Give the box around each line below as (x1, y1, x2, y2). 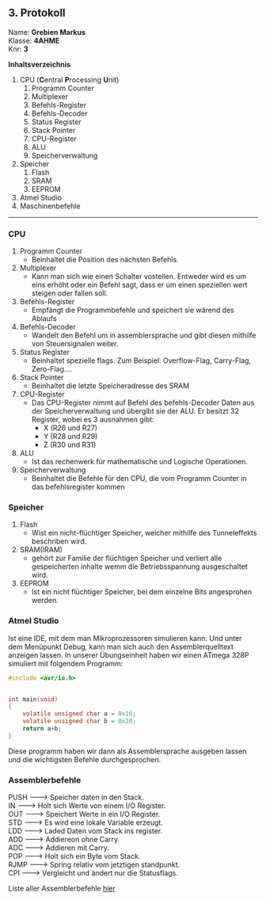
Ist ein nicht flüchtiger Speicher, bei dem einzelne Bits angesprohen (31, 587, 253, 597)
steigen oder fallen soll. (31, 288, 108, 298)
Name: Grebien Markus (8, 27, 85, 36)
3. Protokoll (8, 6, 66, 20)
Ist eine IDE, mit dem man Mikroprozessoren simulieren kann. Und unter (8, 633, 242, 643)
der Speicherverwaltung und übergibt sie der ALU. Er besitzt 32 (31, 406, 239, 416)
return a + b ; (22, 725, 62, 733)
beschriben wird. (31, 536, 87, 546)
